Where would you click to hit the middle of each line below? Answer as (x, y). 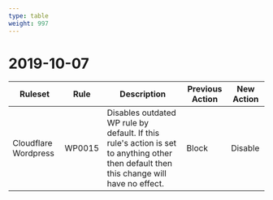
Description (143, 94)
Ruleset (35, 94)
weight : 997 (28, 23)
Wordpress (33, 153)
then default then (140, 164)
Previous (205, 89)
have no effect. (135, 184)
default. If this (133, 133)
